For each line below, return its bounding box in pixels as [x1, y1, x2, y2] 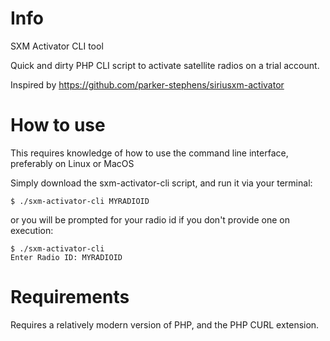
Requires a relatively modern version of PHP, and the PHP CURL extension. [10, 318, 320, 331]
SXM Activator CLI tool [10, 40, 104, 52]
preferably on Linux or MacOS [10, 157, 135, 169]
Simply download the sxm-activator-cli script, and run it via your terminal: [10, 177, 313, 189]
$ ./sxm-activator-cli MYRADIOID [10, 196, 150, 206]
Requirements [10, 286, 130, 309]
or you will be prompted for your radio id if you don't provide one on [10, 213, 290, 226]
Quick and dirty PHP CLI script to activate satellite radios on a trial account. [10, 59, 320, 71]
